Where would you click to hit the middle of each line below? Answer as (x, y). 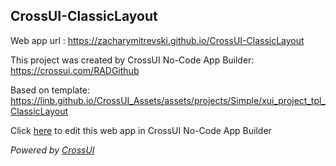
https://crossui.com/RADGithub (75, 70)
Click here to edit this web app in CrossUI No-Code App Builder (141, 130)
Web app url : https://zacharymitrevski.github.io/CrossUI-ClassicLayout (157, 40)
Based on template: (50, 90)
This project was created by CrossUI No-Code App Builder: (132, 60)
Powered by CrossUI (52, 150)
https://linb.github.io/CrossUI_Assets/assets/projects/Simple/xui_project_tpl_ (168, 100)
